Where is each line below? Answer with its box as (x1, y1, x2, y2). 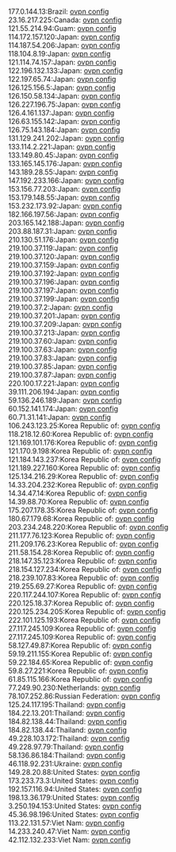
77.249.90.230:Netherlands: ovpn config (8, 683, 141, 692)
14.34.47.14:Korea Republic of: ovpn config (8, 488, 147, 498)
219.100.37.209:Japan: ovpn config (8, 320, 122, 329)
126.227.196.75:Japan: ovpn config (8, 99, 121, 109)
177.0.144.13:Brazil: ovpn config (8, 7, 109, 16)
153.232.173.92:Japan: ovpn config (8, 201, 123, 210)
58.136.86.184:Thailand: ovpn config (8, 751, 126, 760)
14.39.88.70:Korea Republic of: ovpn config (8, 497, 149, 506)
